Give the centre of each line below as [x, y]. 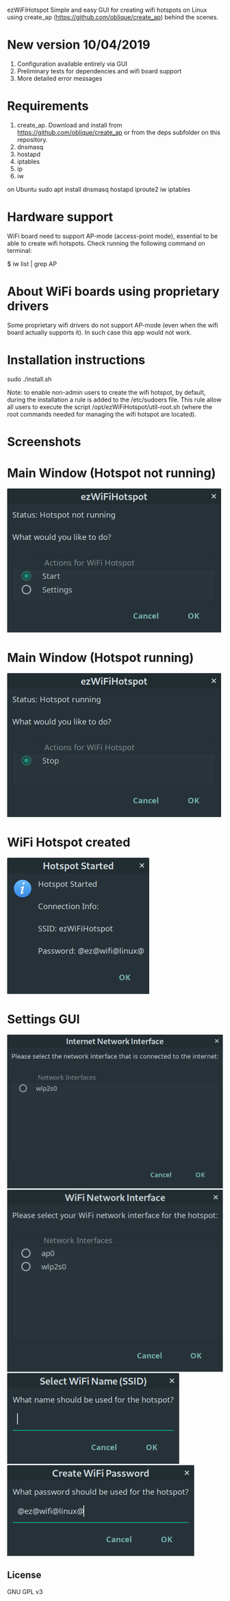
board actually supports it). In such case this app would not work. [99, 332]
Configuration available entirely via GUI [72, 64]
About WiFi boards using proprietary [114, 291]
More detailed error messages [60, 78]
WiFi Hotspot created [69, 842]
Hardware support [60, 217]
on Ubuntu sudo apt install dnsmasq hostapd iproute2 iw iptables [99, 189]
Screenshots [44, 442]
